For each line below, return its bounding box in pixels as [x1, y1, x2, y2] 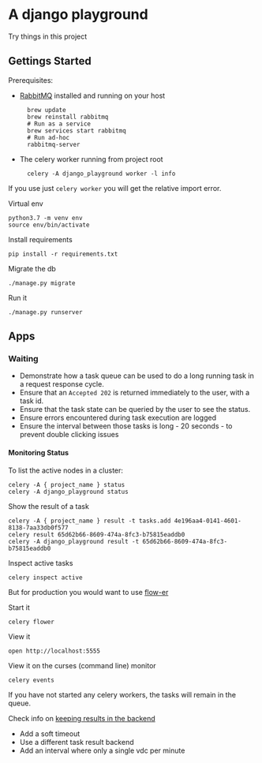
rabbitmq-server [27, 140, 80, 148]
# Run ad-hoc [27, 133, 70, 141]
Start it [8, 602, 30, 612]
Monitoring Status [8, 448, 69, 458]
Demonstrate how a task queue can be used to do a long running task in [19, 371, 254, 380]
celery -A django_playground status [8, 488, 129, 496]
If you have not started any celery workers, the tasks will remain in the [8, 690, 237, 699]
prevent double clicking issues [19, 430, 119, 439]
